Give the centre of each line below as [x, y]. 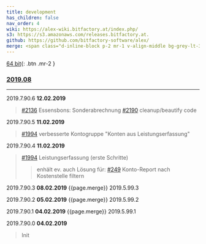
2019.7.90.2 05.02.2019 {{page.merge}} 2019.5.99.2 [73, 200]
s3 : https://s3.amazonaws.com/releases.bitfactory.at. [78, 35]
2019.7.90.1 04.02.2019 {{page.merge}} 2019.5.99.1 [71, 212]
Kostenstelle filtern [60, 176]
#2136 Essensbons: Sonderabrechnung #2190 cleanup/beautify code [109, 110]
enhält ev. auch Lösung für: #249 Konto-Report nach [103, 169]
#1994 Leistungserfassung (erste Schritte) [75, 158]
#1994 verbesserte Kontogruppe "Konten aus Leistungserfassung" [105, 134]
